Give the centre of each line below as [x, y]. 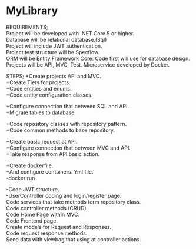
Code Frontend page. [32, 220]
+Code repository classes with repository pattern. [67, 124]
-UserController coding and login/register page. [64, 195]
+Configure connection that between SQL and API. [68, 106]
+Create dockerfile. [30, 165]
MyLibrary [32, 11]
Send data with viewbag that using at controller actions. [74, 239]
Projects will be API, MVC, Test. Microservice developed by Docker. [88, 64]
